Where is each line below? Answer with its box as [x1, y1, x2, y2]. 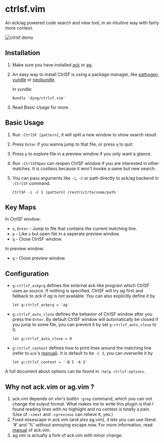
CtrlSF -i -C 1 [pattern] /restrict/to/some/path [12, 190, 116, 195]
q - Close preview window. [12, 255, 66, 261]
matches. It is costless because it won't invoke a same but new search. [12, 165, 156, 171]
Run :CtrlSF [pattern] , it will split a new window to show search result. [12, 131, 158, 137]
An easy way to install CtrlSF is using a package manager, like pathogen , [12, 71, 160, 77]
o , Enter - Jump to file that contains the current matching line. [12, 225, 137, 232]
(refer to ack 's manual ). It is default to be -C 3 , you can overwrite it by [12, 350, 153, 356]
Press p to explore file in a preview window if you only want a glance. [12, 151, 152, 157]
